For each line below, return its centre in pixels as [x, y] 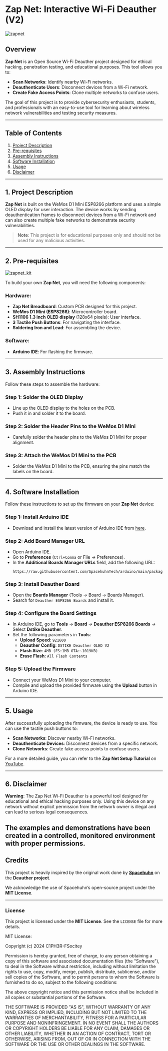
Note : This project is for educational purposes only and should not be [89, 235]
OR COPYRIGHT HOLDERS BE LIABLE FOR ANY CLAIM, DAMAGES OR [77, 1028]
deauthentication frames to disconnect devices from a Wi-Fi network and [81, 215]
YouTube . [15, 763]
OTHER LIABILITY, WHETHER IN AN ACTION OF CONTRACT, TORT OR [78, 1033]
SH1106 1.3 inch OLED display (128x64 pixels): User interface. [76, 317]
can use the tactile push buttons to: [42, 728]
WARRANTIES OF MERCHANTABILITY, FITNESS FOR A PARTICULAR [76, 1017]
